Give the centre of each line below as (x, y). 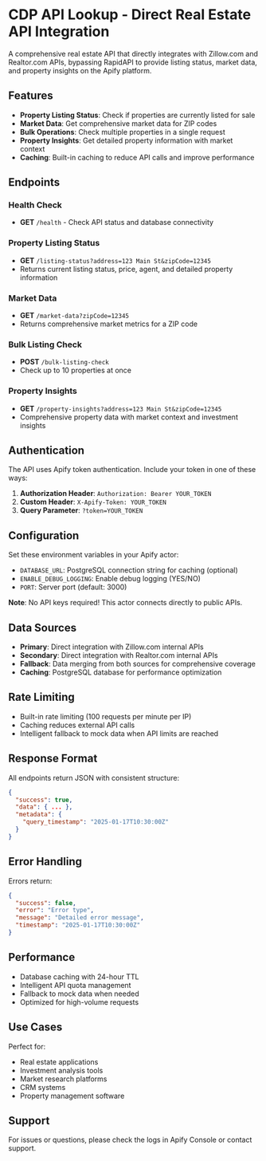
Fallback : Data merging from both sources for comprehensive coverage (138, 664)
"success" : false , (46, 903)
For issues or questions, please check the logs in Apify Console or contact (130, 1140)
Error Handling (45, 862)
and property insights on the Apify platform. (80, 70)
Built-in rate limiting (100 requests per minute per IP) (106, 716)
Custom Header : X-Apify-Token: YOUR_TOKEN (93, 502)
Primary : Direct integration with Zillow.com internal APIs (112, 647)
